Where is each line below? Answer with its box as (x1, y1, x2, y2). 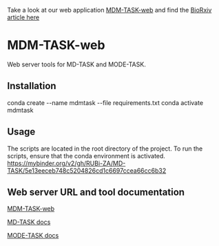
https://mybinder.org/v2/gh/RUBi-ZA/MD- (7, 159, 126, 167)
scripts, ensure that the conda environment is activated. (7, 151, 165, 160)
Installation (7, 80, 56, 92)
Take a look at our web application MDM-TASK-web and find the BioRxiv (7, 6, 212, 14)
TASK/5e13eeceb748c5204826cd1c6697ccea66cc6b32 (7, 166, 167, 175)
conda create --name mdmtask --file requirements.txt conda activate (7, 98, 204, 106)
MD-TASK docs (7, 218, 51, 227)
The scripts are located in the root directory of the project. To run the (7, 144, 203, 153)
